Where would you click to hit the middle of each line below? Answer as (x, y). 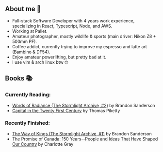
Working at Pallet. (30, 31)
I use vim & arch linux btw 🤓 (40, 62)
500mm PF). (24, 41)
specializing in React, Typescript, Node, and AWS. (62, 26)
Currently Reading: (28, 95)
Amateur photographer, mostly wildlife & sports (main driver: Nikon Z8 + (84, 36)
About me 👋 (23, 9)
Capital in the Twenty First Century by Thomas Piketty (66, 111)
